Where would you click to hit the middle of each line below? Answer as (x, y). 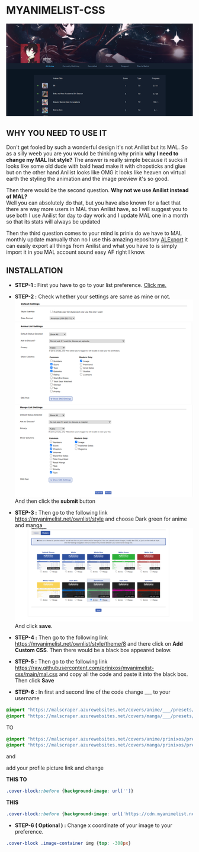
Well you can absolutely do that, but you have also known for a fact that (94, 203)
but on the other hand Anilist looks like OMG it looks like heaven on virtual (96, 173)
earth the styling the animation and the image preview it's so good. (88, 179)
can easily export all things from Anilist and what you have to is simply (92, 246)
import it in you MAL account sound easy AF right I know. (76, 252)
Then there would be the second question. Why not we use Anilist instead (97, 190)
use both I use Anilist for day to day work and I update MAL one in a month (97, 216)
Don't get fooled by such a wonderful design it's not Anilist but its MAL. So (97, 147)
